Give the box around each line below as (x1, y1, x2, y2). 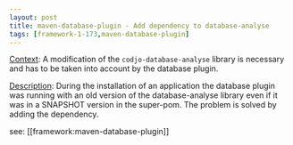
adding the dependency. (9, 109, 99, 120)
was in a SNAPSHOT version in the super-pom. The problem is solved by (9, 100, 277, 110)
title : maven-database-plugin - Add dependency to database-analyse (9, 21, 270, 30)
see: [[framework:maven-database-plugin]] (9, 126, 170, 137)
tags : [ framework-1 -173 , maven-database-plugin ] (9, 29, 190, 38)
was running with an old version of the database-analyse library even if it (9, 90, 279, 101)
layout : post (9, 12, 58, 22)
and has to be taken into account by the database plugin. (9, 63, 219, 74)
